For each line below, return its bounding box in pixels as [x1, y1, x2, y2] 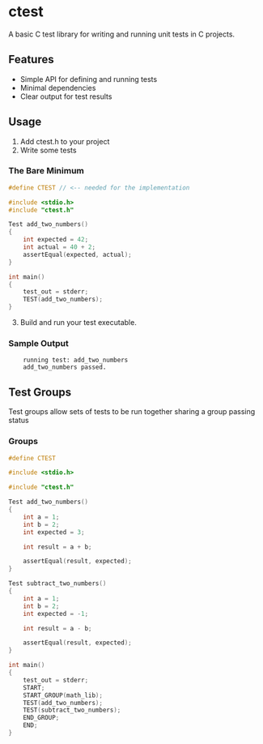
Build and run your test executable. [19, 318, 138, 327]
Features [8, 53, 54, 66]
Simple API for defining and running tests [19, 74, 158, 83]
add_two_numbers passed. [23, 363, 107, 371]
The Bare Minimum [8, 165, 85, 177]
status [8, 416, 30, 425]
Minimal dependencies [19, 83, 96, 92]
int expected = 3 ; [23, 528, 85, 537]
